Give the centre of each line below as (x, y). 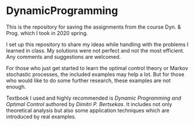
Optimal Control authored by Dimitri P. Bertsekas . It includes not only (89, 104)
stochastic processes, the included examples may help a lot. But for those (95, 74)
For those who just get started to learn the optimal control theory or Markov (97, 68)
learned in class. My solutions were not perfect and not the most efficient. (95, 50)
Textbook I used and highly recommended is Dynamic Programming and (94, 98)
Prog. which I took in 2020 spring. (47, 33)
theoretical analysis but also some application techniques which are (88, 110)
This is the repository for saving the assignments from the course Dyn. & (94, 27)
